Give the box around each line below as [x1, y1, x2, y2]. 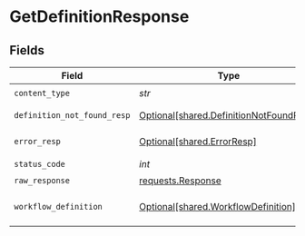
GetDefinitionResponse [9, 6, 190, 27]
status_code [14, 159, 66, 169]
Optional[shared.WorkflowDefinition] [139, 201, 297, 212]
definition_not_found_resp [14, 111, 131, 120]
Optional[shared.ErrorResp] [139, 135, 257, 147]
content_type [14, 88, 71, 98]
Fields [9, 43, 45, 58]
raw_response [14, 175, 71, 185]
